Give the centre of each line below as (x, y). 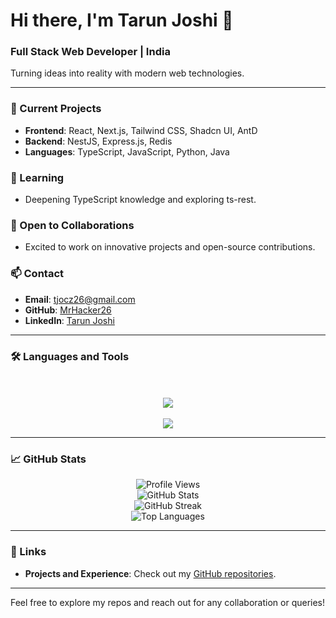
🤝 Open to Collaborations (72, 225)
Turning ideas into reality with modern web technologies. (127, 73)
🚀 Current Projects (56, 109)
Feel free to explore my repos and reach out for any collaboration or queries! (168, 602)
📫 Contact (37, 274)
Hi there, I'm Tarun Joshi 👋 (122, 20)
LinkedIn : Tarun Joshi (69, 320)
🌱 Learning (37, 177)
